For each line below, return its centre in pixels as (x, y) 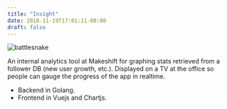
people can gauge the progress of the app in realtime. (86, 76)
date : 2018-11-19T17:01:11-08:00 (57, 21)
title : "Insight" (33, 14)
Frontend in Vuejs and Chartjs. (62, 98)
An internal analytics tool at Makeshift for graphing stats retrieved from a (114, 61)
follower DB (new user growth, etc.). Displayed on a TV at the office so (111, 69)
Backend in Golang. (46, 90)
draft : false (27, 27)
